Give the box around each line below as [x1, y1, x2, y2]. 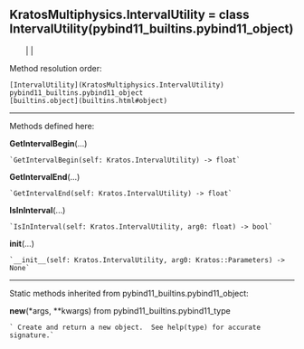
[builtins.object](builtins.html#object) [9, 96, 168, 105]
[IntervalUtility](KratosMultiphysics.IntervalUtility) [9, 80, 224, 90]
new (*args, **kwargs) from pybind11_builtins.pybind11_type [9, 305, 231, 316]
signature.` [9, 330, 54, 340]
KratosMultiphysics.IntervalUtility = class [9, 7, 250, 23]
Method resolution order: [9, 62, 102, 73]
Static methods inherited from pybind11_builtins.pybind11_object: [9, 288, 249, 298]
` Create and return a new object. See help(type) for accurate [9, 323, 261, 332]
